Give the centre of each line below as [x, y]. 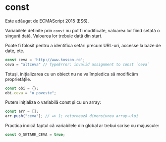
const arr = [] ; [22, 111]
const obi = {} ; [22, 88]
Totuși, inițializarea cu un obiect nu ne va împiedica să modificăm [72, 74]
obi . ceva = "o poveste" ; [31, 93]
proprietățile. [18, 79]
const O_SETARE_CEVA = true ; [35, 135]
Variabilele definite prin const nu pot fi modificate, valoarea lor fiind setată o [83, 30]
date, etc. [15, 51]
